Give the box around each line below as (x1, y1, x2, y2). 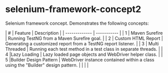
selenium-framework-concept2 (5, 4, 141, 15)
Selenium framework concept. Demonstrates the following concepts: (5, 20, 149, 26)
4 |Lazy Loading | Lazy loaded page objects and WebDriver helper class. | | (5, 51, 163, 57)
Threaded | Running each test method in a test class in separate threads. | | (5, 46, 163, 52)
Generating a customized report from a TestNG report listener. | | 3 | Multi (5, 40, 159, 46)
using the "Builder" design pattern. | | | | (5, 62, 89, 68)
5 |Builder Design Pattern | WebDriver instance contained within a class (5, 56, 155, 62)
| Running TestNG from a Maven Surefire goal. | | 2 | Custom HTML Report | (5, 35, 163, 41)
